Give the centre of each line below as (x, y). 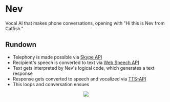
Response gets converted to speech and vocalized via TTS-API (79, 79)
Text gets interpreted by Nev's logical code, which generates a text (83, 68)
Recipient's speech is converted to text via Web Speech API (76, 63)
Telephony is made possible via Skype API (57, 57)
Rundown (21, 45)
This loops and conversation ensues (51, 84)
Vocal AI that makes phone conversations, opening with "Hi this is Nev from (85, 23)
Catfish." (14, 28)
